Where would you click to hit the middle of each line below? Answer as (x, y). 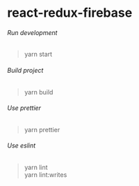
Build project (25, 70)
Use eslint (22, 145)
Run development (32, 32)
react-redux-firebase (70, 13)
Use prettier (24, 108)
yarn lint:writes (46, 175)
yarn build (39, 92)
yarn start (38, 55)
